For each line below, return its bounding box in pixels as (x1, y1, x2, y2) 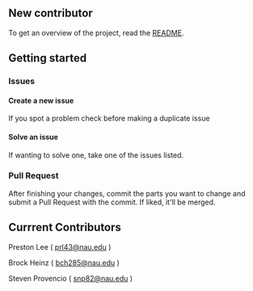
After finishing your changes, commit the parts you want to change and (8, 188, 246, 198)
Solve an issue (8, 132, 59, 141)
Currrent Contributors (8, 221, 121, 234)
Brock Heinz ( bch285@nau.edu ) (8, 258, 120, 268)
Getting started (8, 52, 87, 65)
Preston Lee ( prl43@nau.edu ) (8, 242, 112, 251)
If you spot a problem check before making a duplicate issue (8, 113, 210, 124)
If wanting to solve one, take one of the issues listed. (8, 150, 184, 160)
